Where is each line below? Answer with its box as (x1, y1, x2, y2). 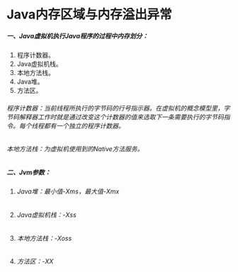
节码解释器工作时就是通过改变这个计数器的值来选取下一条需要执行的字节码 (6, 113, 224, 121)
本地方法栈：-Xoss (16, 234, 72, 242)
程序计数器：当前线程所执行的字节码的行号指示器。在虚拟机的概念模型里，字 (6, 103, 230, 112)
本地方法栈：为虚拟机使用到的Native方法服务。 (6, 144, 144, 153)
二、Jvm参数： (6, 168, 51, 176)
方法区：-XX (16, 257, 54, 266)
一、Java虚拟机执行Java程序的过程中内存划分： (6, 31, 149, 40)
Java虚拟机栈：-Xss (16, 210, 77, 219)
